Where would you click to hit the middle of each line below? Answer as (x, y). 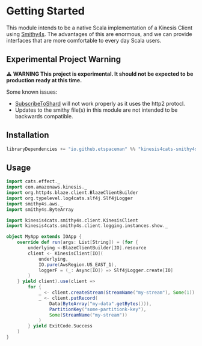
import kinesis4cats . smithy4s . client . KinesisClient (72, 220)
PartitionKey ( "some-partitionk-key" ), (98, 309)
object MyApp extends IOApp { (44, 237)
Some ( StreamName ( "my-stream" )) (88, 315)
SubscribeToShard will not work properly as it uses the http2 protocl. (100, 103)
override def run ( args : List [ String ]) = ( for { (78, 242)
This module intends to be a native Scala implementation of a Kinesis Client (99, 28)
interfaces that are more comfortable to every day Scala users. (84, 40)
